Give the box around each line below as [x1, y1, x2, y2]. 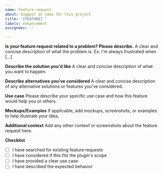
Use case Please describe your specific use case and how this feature [5, 93, 148, 99]
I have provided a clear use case [12, 158, 79, 164]
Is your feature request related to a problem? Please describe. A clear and [5, 43, 158, 49]
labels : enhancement [5, 21, 48, 26]
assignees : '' [5, 26, 34, 31]
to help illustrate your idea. [5, 113, 59, 119]
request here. [5, 128, 32, 134]
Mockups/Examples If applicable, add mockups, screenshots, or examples [5, 108, 157, 114]
